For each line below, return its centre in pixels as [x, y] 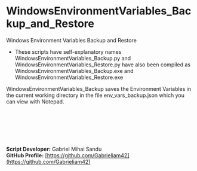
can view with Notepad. [35, 101]
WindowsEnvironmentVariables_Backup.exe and [74, 71]
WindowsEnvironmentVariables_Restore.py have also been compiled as [103, 65]
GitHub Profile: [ [27, 155]
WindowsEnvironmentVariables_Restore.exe [69, 77]
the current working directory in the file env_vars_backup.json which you [96, 95]
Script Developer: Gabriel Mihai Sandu [54, 149]
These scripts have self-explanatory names [68, 51]
